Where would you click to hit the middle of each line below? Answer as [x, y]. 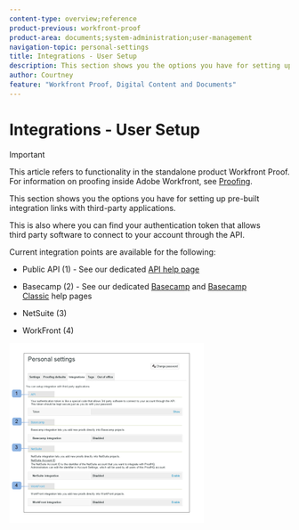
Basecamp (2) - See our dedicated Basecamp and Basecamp [134, 286]
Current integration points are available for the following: [113, 252]
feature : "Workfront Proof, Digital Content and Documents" [123, 85]
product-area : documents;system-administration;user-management [131, 37]
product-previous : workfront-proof [75, 28]
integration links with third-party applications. [93, 208]
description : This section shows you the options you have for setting [145, 66]
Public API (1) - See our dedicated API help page [111, 269]
